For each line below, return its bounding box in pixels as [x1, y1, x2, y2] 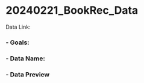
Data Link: [5, 23, 31, 30]
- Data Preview [5, 70, 50, 78]
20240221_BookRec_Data [5, 4, 139, 17]
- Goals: [5, 38, 30, 47]
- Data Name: [5, 54, 46, 63]
